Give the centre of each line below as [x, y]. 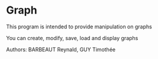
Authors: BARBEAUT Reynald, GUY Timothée [61, 49]
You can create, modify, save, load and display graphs [72, 38]
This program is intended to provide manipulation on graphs [79, 27]
